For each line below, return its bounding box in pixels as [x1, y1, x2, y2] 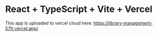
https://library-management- [93, 20, 153, 26]
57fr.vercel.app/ [5, 25, 39, 31]
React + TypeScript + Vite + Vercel [5, 3, 152, 15]
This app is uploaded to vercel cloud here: [5, 20, 93, 26]
